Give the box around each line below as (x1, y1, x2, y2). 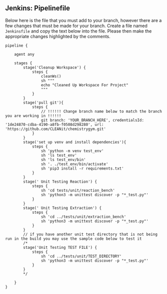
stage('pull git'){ (23, 100, 64, 105)
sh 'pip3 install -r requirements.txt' (40, 166, 124, 171)
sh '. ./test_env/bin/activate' (40, 162, 108, 167)
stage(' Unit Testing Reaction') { (23, 179, 97, 184)
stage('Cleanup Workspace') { (23, 65, 86, 70)
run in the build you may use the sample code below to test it (5, 236, 142, 241)
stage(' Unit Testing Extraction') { (23, 205, 101, 210)
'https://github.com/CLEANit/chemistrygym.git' (5, 126, 106, 131)
